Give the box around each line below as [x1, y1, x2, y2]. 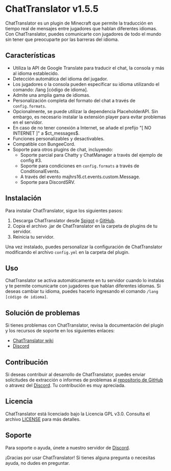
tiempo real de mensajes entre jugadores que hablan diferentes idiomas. [5, 25, 157, 31]
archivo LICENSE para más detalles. [5, 416, 81, 422]
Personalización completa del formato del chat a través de [12, 97, 136, 103]
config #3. [20, 157, 42, 163]
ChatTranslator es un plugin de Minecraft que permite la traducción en [5, 20, 153, 26]
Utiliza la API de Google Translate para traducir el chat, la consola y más [12, 65, 164, 71]
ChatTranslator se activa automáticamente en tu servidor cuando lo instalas [5, 277, 164, 284]
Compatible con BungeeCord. [12, 141, 76, 147]
